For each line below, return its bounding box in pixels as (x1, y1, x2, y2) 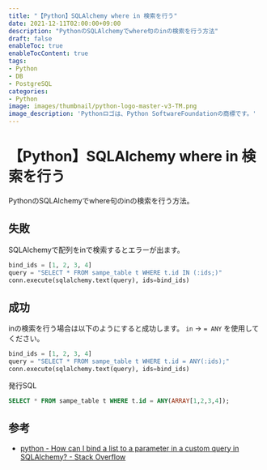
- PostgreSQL (8, 79, 53, 88)
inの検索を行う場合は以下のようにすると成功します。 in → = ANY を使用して (8, 323, 260, 333)
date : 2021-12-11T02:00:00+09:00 (8, 19, 121, 28)
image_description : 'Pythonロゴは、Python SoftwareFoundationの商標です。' (8, 110, 257, 118)
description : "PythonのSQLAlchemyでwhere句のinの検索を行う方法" (8, 27, 218, 35)
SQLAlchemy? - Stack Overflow (19, 451, 126, 462)
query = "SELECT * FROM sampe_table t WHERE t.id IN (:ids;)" (8, 268, 222, 276)
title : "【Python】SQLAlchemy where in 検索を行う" (8, 11, 178, 20)
